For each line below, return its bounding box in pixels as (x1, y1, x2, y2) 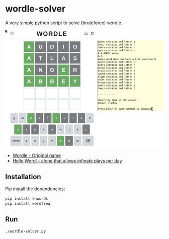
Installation (5, 172, 41, 181)
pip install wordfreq (5, 201, 51, 206)
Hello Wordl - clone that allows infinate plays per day (12, 158, 122, 164)
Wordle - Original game (12, 152, 61, 158)
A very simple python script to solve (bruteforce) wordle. (5, 20, 123, 26)
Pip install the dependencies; (5, 186, 65, 192)
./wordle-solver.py (5, 229, 46, 234)
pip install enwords (5, 196, 49, 201)
